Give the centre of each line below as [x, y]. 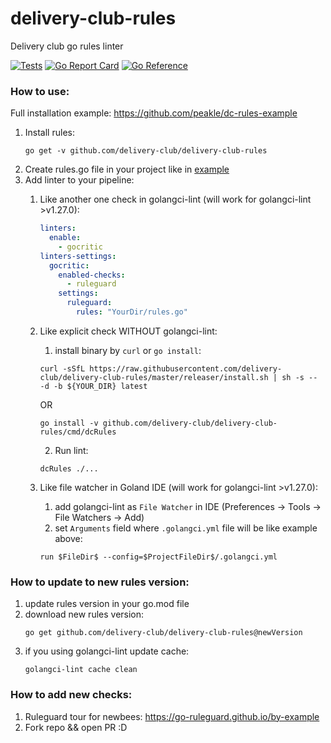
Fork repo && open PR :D [76, 727]
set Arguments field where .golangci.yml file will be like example [186, 528]
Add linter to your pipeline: [79, 180]
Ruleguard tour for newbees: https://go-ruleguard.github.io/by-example [172, 716]
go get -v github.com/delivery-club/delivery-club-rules [146, 151]
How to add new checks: [71, 695]
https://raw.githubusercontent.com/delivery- [186, 368]
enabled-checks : [92, 275]
